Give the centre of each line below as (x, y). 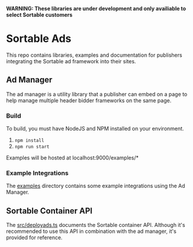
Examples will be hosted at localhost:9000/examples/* (72, 158)
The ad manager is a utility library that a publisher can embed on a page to (97, 94)
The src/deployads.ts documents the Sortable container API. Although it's (96, 225)
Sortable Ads (39, 39)
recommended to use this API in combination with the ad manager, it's (91, 231)
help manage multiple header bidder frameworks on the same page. (89, 100)
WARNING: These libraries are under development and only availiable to (96, 9)
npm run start (32, 147)
